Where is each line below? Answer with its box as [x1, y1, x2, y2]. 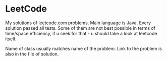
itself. [5, 36, 17, 42]
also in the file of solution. [5, 51, 59, 57]
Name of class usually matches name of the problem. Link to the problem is [5, 45, 162, 51]
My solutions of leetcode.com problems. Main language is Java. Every [5, 20, 151, 26]
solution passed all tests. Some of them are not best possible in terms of [5, 25, 155, 31]
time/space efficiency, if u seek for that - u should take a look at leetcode [5, 30, 157, 36]
